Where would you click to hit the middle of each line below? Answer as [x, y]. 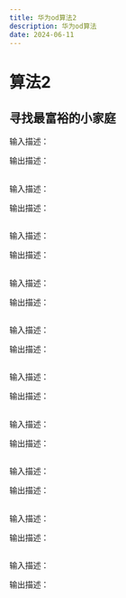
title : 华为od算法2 [43, 18]
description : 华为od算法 [53, 26]
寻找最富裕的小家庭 [63, 118]
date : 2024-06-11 [42, 34]
